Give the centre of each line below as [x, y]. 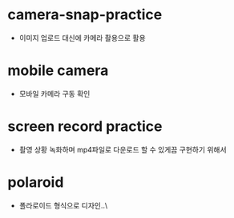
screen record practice [85, 127]
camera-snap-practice [85, 15]
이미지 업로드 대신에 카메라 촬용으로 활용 [82, 38]
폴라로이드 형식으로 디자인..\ [63, 205]
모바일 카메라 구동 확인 [54, 93]
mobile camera [58, 71]
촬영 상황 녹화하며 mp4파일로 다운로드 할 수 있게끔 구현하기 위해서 [123, 149]
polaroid [36, 182]
